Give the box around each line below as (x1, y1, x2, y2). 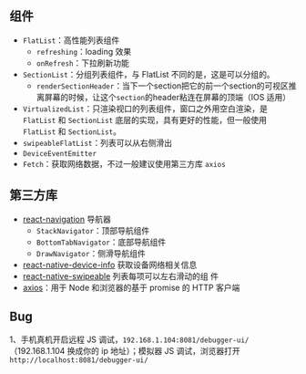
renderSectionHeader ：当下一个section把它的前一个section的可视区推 (36, 80, 297, 91)
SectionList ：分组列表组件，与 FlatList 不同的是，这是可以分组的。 (22, 68, 275, 79)
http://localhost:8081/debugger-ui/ (9, 356, 148, 365)
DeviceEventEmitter (22, 149, 97, 158)
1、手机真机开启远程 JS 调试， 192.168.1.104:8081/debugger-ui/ (9, 334, 250, 345)
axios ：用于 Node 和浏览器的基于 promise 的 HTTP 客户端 (22, 282, 240, 293)
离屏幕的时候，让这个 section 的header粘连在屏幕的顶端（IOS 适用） (36, 91, 291, 102)
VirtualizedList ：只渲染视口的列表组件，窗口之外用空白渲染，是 (22, 103, 269, 114)
